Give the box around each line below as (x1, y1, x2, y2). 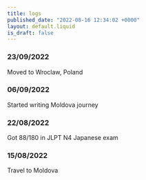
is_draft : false (7, 29, 54, 37)
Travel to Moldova (7, 166, 59, 174)
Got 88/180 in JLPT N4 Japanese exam (7, 134, 118, 142)
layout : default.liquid (7, 23, 76, 30)
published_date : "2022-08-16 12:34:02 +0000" (7, 17, 140, 23)
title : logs (7, 10, 41, 17)
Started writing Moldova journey (7, 101, 98, 109)
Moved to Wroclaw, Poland (7, 68, 83, 76)
